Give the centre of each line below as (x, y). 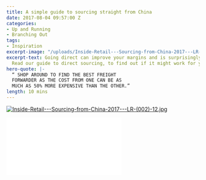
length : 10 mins (27, 92)
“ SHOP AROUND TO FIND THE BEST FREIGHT (64, 75)
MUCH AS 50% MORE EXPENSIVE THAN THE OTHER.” (71, 86)
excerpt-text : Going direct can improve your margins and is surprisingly (104, 58)
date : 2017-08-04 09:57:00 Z (44, 18)
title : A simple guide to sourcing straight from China (79, 12)
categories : (21, 23)
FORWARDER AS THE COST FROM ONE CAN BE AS (67, 80)
